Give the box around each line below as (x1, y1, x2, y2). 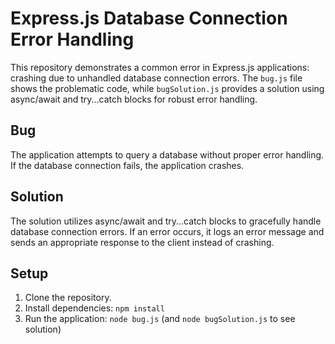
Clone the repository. (24, 292, 112, 304)
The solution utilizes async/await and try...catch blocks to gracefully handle (10, 215, 322, 227)
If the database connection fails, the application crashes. (10, 159, 245, 171)
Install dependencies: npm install (24, 302, 165, 314)
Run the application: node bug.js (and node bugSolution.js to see (24, 313, 296, 325)
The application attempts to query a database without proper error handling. (10, 148, 325, 161)
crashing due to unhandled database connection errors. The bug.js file (10, 72, 303, 84)
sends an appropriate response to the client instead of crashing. (10, 236, 275, 248)
